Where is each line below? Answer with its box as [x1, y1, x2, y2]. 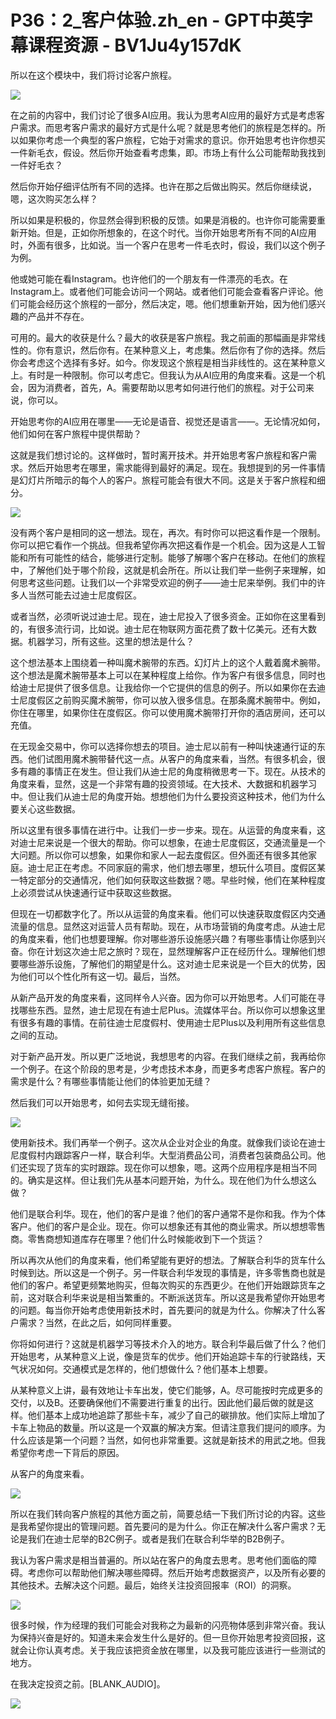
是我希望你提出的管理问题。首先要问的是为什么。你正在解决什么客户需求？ [10, 1520, 317, 1532]
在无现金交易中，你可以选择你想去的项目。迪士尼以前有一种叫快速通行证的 [10, 740, 317, 752]
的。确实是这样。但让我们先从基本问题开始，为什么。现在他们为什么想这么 [10, 1174, 317, 1186]
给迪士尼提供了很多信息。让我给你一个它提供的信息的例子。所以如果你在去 [10, 681, 317, 693]
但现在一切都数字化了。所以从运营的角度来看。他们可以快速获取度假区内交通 [10, 907, 326, 920]
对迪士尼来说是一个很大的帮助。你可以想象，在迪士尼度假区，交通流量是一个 [10, 836, 326, 848]
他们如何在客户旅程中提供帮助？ [10, 427, 142, 440]
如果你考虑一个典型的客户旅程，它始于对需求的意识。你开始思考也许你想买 [18, 134, 326, 146]
